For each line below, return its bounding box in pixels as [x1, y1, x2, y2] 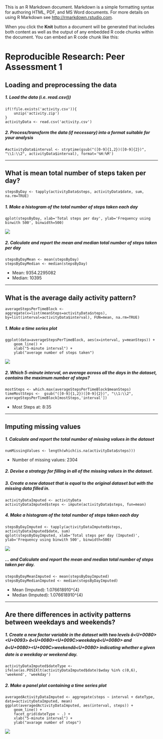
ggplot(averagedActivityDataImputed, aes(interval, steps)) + [5, 703, 133, 708]
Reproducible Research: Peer [5, 51, 125, 62]
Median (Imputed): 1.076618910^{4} [12, 592, 83, 598]
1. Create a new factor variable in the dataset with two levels [5, 632, 130, 637]
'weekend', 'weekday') [5, 672, 51, 677]
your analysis [5, 135, 33, 140]
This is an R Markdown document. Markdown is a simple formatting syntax [5, 4, 154, 10]
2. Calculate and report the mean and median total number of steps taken [5, 240, 157, 245]
